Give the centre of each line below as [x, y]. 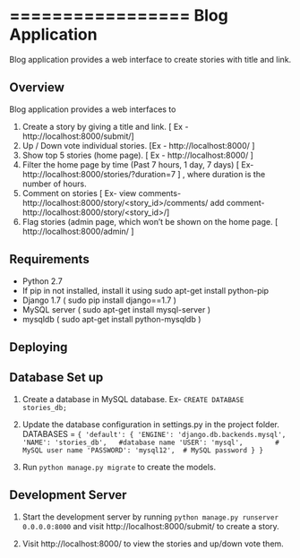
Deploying [39, 347]
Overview [37, 87]
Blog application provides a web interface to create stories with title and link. [150, 59]
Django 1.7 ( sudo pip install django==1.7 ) [99, 300]
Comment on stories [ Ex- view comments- [102, 193]
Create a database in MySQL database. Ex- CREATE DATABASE [133, 399]
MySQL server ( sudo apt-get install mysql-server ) [116, 309]
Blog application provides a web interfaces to [93, 109]
